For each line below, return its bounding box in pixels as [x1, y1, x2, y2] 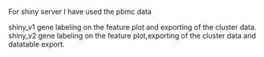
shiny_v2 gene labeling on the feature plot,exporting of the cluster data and [8, 31, 257, 40]
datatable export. [8, 39, 66, 49]
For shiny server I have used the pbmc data [8, 7, 152, 16]
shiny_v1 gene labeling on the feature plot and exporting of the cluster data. [8, 22, 257, 31]
